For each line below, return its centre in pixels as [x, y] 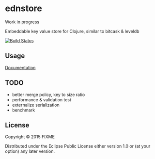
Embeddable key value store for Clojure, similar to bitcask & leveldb [72, 31]
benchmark [23, 110]
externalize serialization [36, 105]
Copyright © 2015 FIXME [30, 137]
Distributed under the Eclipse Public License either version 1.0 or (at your [78, 146]
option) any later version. [30, 151]
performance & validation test [42, 99]
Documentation [20, 67]
